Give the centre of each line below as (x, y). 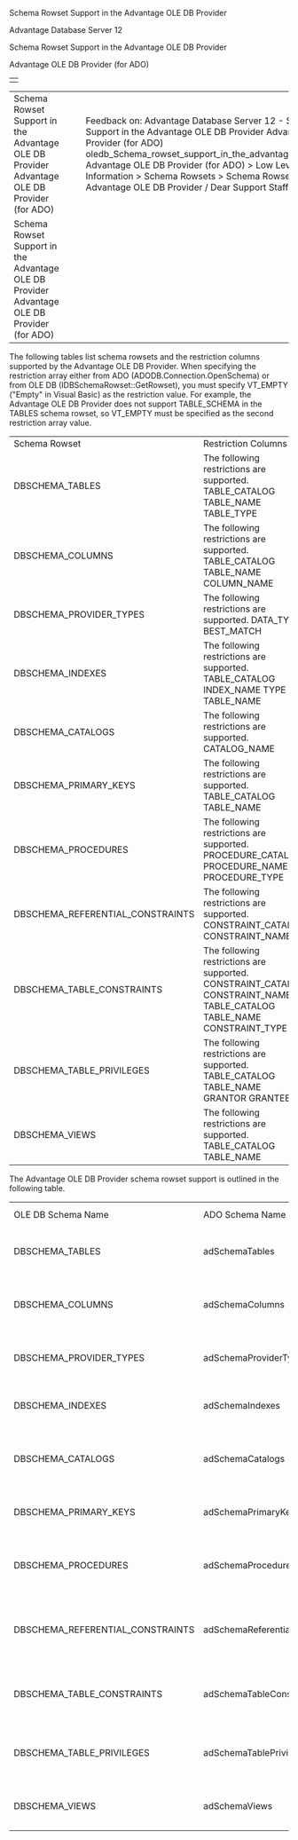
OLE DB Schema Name (61, 1215)
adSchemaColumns (244, 1304)
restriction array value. (51, 422)
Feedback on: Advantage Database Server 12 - (185, 121)
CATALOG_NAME (239, 749)
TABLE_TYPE (230, 513)
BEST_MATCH (232, 631)
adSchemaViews (238, 1806)
